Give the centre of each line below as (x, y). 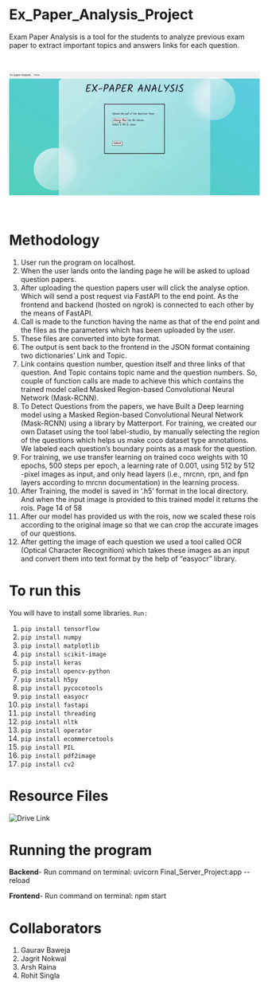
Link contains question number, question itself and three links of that (133, 363)
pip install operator (56, 731)
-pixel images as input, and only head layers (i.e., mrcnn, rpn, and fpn (134, 474)
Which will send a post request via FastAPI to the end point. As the (130, 296)
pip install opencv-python (65, 671)
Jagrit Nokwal (43, 959)
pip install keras (51, 663)
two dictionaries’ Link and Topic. (74, 355)
